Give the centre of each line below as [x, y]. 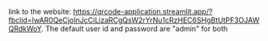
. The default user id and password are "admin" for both [135, 29]
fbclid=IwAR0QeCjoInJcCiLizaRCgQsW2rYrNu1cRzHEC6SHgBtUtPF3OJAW [134, 20]
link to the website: [40, 12]
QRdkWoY [25, 29]
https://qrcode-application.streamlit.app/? [143, 12]
